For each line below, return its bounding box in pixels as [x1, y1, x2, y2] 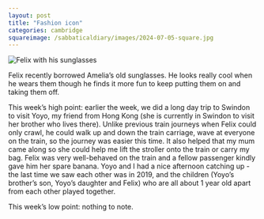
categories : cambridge [8, 26, 83, 34]
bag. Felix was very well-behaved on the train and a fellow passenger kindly [8, 153, 256, 163]
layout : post [8, 11, 51, 20]
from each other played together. [8, 187, 116, 196]
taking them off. [8, 88, 60, 97]
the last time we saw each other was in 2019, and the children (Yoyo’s [8, 170, 235, 179]
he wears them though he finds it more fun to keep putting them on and [8, 79, 241, 89]
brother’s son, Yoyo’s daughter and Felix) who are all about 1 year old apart [8, 179, 251, 188]
